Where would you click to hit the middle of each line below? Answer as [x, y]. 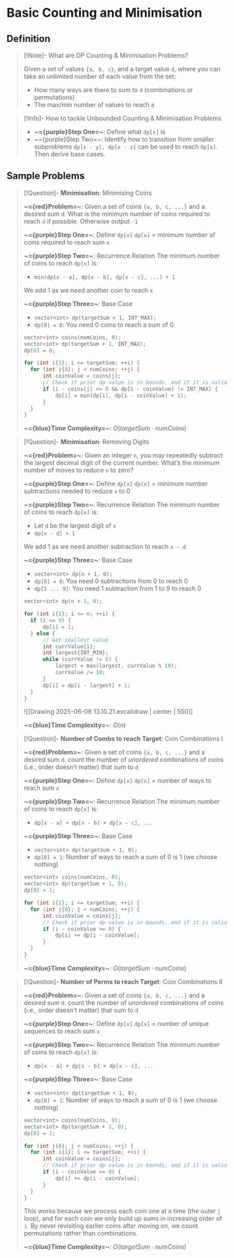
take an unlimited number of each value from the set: [100, 76]
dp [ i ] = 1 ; [58, 627]
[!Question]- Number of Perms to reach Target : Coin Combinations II [123, 981]
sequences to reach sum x [62, 1031]
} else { [43, 634]
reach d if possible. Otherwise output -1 [81, 221]
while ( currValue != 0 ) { [80, 659]
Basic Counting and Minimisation [104, 13]
